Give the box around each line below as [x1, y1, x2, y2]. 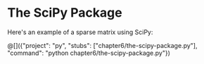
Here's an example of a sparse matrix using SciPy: [7, 28, 153, 36]
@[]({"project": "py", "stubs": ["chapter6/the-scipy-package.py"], [7, 41, 198, 49]
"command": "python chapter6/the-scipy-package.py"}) [7, 49, 171, 57]
